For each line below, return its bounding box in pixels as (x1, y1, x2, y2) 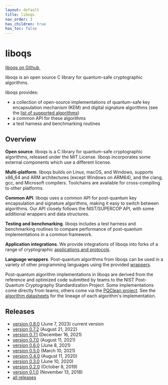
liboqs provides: (5, 89, 39, 96)
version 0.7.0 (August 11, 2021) (12, 337, 76, 343)
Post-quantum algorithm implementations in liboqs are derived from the (5, 271, 153, 277)
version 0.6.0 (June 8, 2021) (12, 342, 71, 348)
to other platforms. (5, 185, 44, 191)
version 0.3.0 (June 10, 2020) (12, 358, 74, 364)
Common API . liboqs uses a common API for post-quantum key (5, 195, 137, 201)
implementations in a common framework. (5, 231, 93, 237)
